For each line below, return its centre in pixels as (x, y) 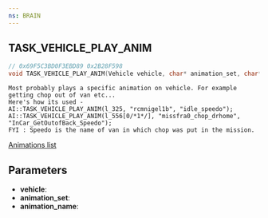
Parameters (38, 170)
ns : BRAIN (25, 16)
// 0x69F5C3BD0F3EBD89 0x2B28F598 (66, 66)
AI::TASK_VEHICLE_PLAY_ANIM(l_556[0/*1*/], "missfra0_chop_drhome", (124, 117)
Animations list (33, 145)
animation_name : (49, 206)
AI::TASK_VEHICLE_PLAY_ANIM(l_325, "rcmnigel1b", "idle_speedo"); (121, 109)
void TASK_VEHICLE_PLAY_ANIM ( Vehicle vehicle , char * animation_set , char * (135, 74)
